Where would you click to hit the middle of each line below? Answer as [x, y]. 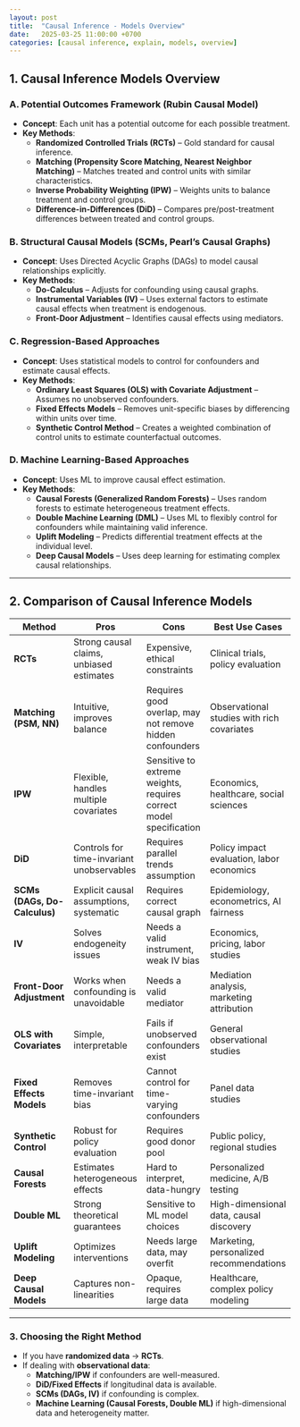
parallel [162, 853]
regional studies [243, 1147]
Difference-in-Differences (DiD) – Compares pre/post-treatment [155, 209]
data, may [167, 1252]
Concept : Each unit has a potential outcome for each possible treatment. [156, 123]
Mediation [231, 975]
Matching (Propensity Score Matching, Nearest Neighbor [144, 161]
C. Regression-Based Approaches [85, 342]
